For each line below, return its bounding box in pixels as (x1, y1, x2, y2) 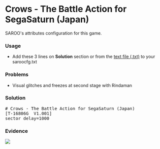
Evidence (5, 127, 28, 134)
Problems (5, 71, 29, 78)
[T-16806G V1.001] (5, 111, 52, 116)
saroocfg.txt (12, 59, 37, 65)
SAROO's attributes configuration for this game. (5, 30, 102, 36)
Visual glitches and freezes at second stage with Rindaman (12, 82, 132, 88)
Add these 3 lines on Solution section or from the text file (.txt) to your (12, 54, 156, 60)
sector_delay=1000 (5, 116, 50, 121)
